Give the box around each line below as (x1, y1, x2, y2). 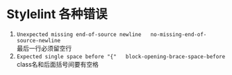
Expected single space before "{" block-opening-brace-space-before (16, 53, 226, 60)
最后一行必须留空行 (16, 44, 72, 52)
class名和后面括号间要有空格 (16, 60, 99, 68)
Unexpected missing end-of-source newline (16, 31, 142, 38)
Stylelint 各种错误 (6, 6, 108, 22)
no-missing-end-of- (150, 31, 207, 38)
